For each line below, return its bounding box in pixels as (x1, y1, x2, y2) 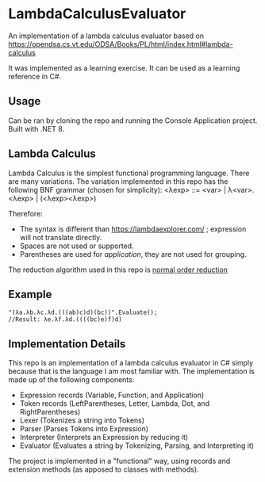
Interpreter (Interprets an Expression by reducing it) (19, 433, 189, 442)
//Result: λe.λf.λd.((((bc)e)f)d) (8, 316, 123, 323)
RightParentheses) (19, 407, 81, 417)
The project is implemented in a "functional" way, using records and (8, 457, 231, 466)
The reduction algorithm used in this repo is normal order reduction (8, 265, 229, 274)
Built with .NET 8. (8, 124, 65, 133)
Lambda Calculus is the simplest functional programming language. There (8, 168, 250, 178)
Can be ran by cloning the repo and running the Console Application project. (8, 116, 258, 125)
